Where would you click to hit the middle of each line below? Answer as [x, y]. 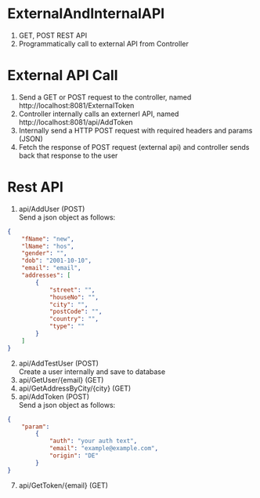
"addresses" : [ [46, 275]
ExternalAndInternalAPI [86, 14]
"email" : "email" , [51, 268]
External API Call [63, 76]
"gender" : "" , [44, 253]
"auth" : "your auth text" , [93, 441]
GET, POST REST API [53, 35]
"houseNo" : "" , [74, 297]
